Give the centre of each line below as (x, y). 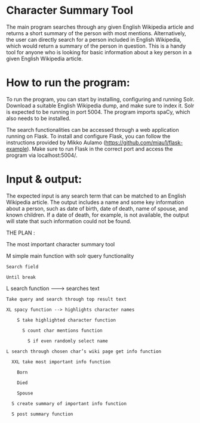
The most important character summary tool (61, 244)
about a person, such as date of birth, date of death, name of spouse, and (97, 208)
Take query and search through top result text (67, 299)
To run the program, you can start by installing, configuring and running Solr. (100, 99)
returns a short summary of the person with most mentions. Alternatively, (96, 33)
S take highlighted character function (67, 320)
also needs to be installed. (39, 118)
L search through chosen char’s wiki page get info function (84, 351)
